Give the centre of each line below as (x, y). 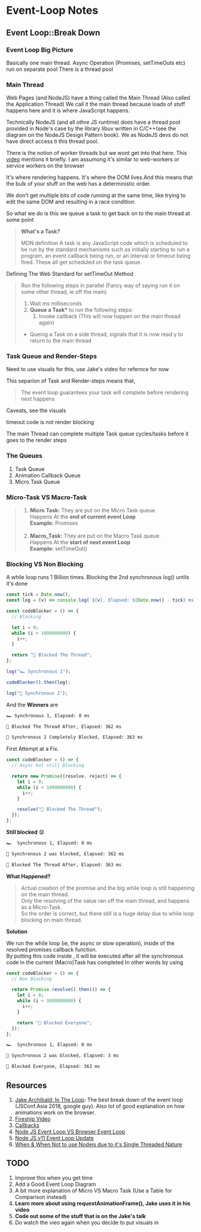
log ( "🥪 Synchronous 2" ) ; (37, 693)
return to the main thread (60, 341)
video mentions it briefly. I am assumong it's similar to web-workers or (93, 159)
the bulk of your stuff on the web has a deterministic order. (79, 184)
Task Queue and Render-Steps (52, 356)
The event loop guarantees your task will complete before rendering (105, 393)
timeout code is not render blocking (50, 422)
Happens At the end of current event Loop (83, 517)
